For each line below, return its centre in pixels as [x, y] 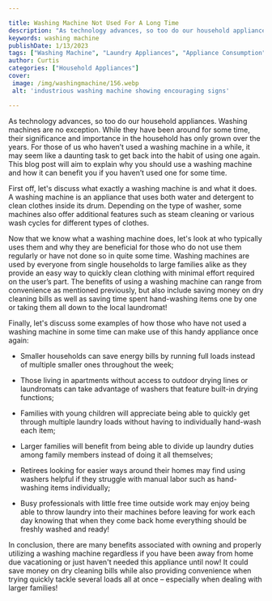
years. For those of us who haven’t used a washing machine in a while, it [130, 147]
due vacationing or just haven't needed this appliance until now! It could [128, 562]
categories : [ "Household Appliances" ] [74, 68]
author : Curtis [34, 61]
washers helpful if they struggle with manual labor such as [118, 479]
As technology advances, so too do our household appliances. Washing [128, 121]
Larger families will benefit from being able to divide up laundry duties [137, 445]
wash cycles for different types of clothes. [79, 223]
